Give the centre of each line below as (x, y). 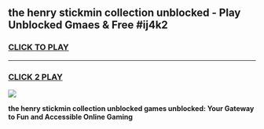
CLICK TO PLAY (38, 48)
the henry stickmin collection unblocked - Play (125, 13)
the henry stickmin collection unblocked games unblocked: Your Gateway (131, 108)
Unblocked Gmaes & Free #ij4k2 (88, 25)
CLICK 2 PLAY (35, 77)
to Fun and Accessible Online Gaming (71, 116)
